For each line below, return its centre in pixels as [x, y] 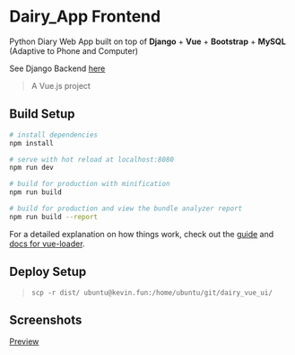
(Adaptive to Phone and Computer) [74, 50]
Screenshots [46, 319]
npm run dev [31, 168]
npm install [31, 143]
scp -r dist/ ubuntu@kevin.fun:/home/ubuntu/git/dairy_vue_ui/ [152, 293]
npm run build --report [54, 217]
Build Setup [42, 114]
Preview [24, 342]
